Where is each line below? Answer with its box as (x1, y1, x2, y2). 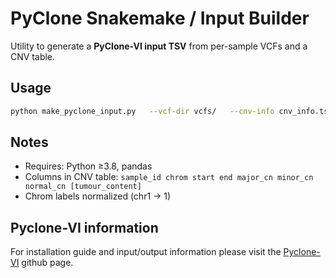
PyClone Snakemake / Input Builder (10, 7, 310, 30)
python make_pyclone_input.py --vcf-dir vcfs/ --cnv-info (10, 106, 275, 116)
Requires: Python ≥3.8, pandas (24, 160, 153, 172)
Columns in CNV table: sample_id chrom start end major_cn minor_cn (24, 171, 314, 183)
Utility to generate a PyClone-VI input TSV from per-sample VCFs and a (10, 40, 308, 52)
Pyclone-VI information (10, 219, 159, 236)
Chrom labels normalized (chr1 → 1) (24, 190, 172, 202)
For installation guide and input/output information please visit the (10, 246, 282, 258)
